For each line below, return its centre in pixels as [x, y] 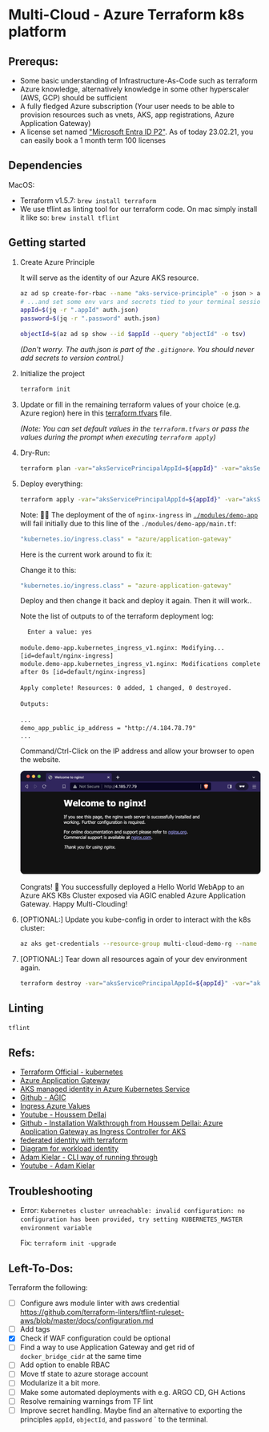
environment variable [56, 1228]
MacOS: [22, 185]
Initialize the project [52, 373]
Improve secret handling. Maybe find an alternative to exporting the [131, 1410]
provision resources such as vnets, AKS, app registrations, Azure [127, 115]
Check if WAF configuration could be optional [95, 1338]
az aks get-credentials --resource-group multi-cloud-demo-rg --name [139, 944]
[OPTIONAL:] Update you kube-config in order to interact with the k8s [135, 919]
